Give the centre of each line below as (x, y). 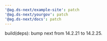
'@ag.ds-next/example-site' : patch (42, 10)
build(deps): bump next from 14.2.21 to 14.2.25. (54, 33)
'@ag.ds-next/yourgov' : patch (37, 14)
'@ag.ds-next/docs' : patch (33, 19)
